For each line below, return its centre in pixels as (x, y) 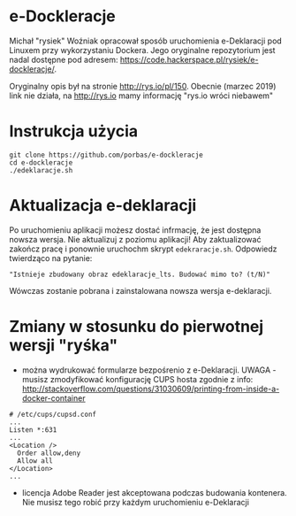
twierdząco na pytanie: (51, 258)
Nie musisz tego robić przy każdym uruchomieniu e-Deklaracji (136, 502)
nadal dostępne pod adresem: (64, 59)
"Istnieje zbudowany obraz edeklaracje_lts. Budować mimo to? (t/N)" (140, 274)
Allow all (35, 461)
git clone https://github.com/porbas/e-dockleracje (106, 155)
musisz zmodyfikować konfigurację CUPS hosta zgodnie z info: (137, 379)
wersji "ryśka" (64, 345)
